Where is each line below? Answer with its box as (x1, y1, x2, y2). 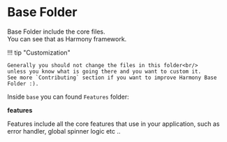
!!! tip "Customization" (7, 48, 71, 57)
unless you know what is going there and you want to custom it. (7, 68, 201, 75)
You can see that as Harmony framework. (7, 34, 127, 43)
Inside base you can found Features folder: (7, 92, 129, 101)
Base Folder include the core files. (7, 27, 105, 36)
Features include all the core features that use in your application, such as (7, 120, 220, 128)
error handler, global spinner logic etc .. (7, 127, 121, 135)
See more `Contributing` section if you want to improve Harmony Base (7, 74, 217, 81)
